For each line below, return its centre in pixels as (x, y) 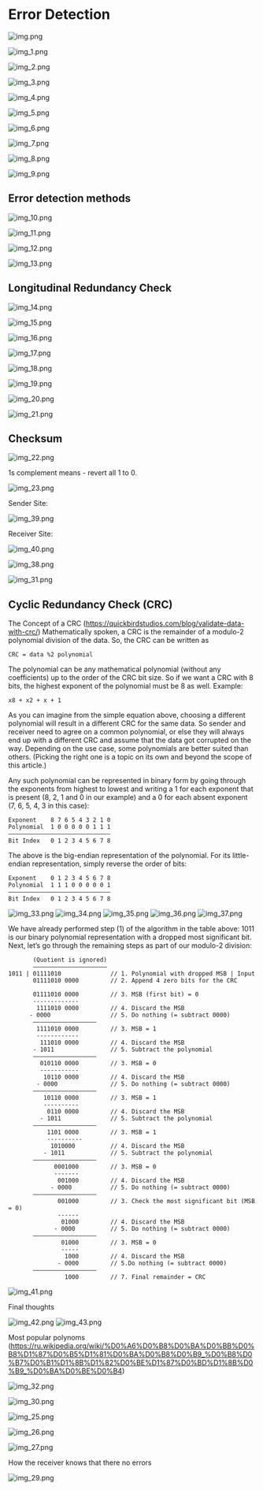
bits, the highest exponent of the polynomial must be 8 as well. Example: (126, 686)
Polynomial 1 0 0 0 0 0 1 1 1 (59, 827)
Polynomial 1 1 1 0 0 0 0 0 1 (59, 885)
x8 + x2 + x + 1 (35, 700)
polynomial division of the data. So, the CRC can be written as (109, 641)
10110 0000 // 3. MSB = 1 (100, 1098)
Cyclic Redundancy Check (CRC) (91, 604)
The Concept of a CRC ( (47, 623)
